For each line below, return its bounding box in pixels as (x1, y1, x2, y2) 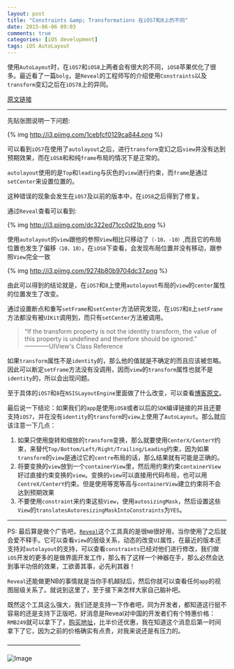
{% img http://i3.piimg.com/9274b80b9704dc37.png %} (7, 267, 169, 274)
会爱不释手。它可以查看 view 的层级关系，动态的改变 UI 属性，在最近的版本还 (7, 536, 221, 544)
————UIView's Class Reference (24, 342, 123, 350)
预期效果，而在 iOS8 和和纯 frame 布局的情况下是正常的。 (7, 154, 164, 161)
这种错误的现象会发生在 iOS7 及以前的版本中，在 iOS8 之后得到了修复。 (7, 192, 203, 200)
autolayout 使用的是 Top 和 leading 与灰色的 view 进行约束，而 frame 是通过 (7, 168, 208, 177)
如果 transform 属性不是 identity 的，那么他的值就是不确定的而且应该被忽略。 (7, 357, 225, 365)
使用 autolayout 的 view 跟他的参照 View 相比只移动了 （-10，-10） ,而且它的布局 (7, 235, 221, 243)
